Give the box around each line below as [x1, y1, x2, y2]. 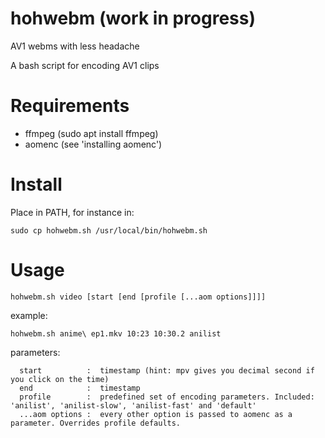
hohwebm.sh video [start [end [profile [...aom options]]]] [10, 292, 267, 302]
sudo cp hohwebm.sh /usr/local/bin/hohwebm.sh [10, 225, 208, 236]
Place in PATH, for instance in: [10, 206, 135, 218]
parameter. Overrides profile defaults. [10, 418, 182, 428]
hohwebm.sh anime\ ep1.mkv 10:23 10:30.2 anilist [10, 328, 222, 339]
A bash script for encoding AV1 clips [10, 59, 160, 71]
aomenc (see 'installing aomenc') [24, 138, 163, 150]
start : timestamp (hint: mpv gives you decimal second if [19, 365, 315, 376]
